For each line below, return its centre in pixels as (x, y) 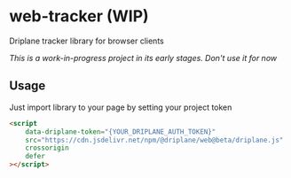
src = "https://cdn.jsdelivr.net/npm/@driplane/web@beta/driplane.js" (154, 140)
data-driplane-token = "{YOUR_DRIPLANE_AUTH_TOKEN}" (121, 132)
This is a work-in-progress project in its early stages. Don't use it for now (143, 58)
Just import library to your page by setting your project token (121, 107)
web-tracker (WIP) (79, 16)
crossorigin (47, 148)
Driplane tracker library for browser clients (87, 41)
